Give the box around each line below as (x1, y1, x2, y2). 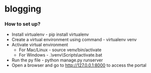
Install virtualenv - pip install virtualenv (11, 31, 89, 37)
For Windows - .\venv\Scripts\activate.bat (18, 52, 102, 58)
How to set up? (4, 21, 41, 28)
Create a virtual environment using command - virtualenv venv (11, 37, 137, 43)
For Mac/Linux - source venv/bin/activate (18, 47, 101, 53)
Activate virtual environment (11, 42, 68, 48)
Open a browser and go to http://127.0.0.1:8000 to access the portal (11, 62, 147, 68)
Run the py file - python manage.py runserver (11, 57, 103, 63)
